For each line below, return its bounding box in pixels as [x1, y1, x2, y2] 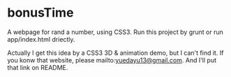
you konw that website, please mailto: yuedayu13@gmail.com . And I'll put [7, 55, 217, 64]
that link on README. [7, 63, 68, 71]
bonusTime [7, 5, 74, 21]
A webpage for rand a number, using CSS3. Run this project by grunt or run [7, 28, 223, 36]
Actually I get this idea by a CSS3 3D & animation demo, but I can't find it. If [7, 49, 224, 57]
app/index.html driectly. [7, 35, 75, 43]
